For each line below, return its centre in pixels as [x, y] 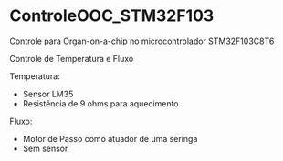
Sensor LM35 [48, 94]
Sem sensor [45, 148]
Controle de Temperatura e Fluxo [72, 58]
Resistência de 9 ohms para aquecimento [100, 103]
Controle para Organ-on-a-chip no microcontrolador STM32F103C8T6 [142, 41]
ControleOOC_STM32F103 [112, 16]
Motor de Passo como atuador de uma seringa [110, 138]
